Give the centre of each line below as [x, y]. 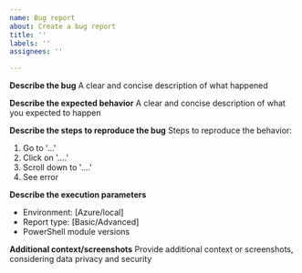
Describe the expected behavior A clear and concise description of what [147, 103]
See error [41, 177]
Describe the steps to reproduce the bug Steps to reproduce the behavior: [151, 131]
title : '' [28, 35]
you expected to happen [56, 113]
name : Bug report [42, 18]
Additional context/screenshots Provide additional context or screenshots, [151, 249]
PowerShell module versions [76, 232]
